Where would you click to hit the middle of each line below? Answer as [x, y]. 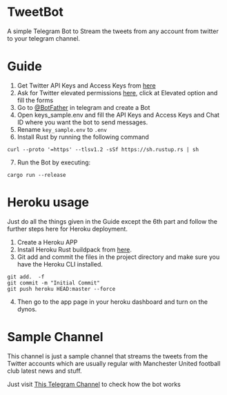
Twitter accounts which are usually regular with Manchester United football [114, 363]
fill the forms [35, 100]
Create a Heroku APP [47, 242]
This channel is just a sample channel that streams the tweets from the [108, 356]
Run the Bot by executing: [54, 162]
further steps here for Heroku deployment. [67, 229]
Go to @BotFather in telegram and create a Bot [83, 107]
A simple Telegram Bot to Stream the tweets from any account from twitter [113, 31]
